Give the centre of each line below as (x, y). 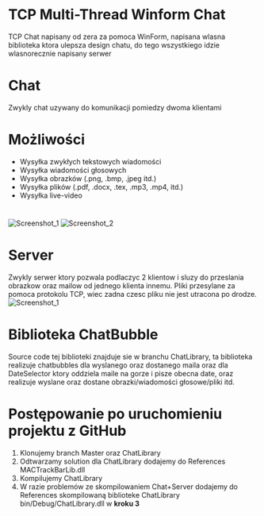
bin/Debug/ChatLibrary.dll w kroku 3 (80, 503)
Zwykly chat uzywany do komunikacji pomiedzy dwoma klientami (115, 107)
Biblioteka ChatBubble (83, 335)
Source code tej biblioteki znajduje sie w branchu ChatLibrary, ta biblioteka (130, 356)
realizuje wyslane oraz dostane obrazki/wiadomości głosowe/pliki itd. (122, 382)
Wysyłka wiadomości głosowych (73, 170)
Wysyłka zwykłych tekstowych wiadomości (90, 161)
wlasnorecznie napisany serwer (60, 53)
